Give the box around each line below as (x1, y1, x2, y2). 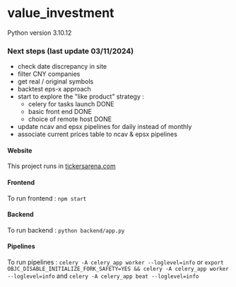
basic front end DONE (28, 108, 92, 116)
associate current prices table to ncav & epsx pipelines (17, 130, 178, 139)
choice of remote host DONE (28, 115, 112, 123)
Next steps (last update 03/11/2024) (7, 46, 134, 56)
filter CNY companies (17, 69, 81, 79)
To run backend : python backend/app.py (7, 225, 125, 235)
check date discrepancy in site (17, 62, 107, 71)
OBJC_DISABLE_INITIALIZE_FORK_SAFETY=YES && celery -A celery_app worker (7, 266, 230, 273)
